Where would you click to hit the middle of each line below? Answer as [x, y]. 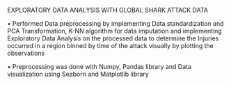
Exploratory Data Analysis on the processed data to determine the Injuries [113, 38]
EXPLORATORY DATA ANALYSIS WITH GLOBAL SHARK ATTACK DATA [108, 10]
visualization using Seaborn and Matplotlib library [78, 74]
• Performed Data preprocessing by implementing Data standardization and [115, 23]
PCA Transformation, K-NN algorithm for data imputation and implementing [115, 31]
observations [26, 53]
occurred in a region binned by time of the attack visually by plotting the [110, 46]
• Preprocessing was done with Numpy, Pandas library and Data [99, 67]
